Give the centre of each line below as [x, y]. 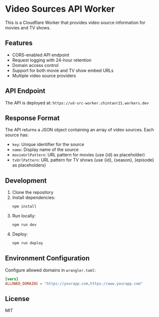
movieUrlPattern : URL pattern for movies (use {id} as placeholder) [79, 155]
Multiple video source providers [44, 75]
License [17, 299]
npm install [24, 207]
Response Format [32, 118]
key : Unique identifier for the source [48, 145]
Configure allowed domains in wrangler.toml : [50, 270]
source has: [17, 135]
